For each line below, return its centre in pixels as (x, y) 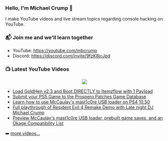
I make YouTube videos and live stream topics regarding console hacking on (84, 19)
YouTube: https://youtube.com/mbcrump (55, 50)
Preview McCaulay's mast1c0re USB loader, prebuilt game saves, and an (88, 118)
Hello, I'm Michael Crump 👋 (39, 8)
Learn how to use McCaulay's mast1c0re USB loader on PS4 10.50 (81, 102)
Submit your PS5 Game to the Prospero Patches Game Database (79, 96)
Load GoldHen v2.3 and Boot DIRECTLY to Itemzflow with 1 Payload (83, 91)
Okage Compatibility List (38, 123)
